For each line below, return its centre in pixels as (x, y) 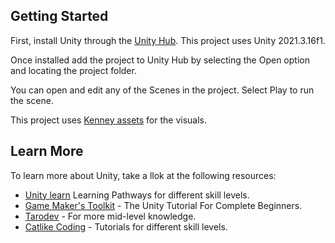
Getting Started (59, 16)
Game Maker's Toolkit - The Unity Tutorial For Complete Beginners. (163, 205)
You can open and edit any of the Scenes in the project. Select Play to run (162, 90)
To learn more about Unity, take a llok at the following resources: (143, 175)
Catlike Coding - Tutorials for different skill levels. (126, 226)
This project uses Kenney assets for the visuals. (109, 120)
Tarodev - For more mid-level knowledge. (110, 216)
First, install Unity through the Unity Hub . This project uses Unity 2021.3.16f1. (168, 40)
